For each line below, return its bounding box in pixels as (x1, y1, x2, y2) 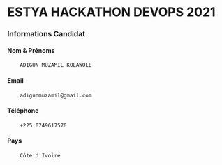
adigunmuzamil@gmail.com (20, 92, 92, 99)
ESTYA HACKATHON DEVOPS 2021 (7, 4, 216, 20)
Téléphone (7, 107, 39, 115)
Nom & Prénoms (7, 46, 55, 54)
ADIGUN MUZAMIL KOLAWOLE (20, 62, 92, 69)
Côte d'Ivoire (20, 152, 61, 159)
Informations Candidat (7, 29, 86, 39)
